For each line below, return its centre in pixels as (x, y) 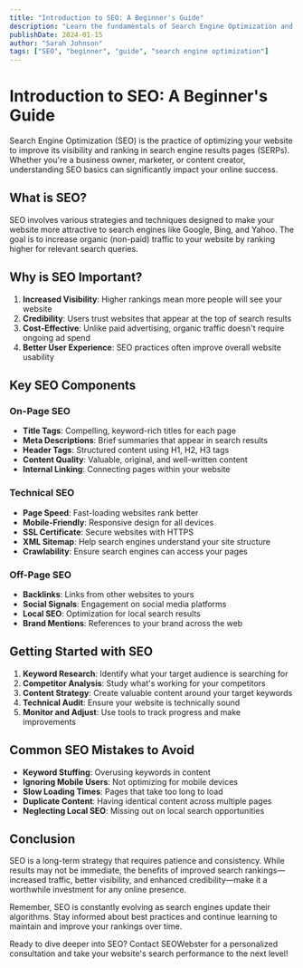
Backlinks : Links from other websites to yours (108, 594)
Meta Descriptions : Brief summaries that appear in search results (145, 440)
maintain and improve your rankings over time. (96, 926)
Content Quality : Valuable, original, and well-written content (135, 460)
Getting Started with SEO (81, 652)
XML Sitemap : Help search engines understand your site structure (147, 541)
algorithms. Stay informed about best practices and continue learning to (143, 917)
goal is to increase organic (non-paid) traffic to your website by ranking (142, 239)
